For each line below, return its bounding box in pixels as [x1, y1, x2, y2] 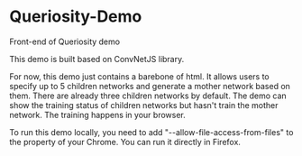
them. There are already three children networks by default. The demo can [9, 90, 287, 101]
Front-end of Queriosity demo [9, 36, 120, 47]
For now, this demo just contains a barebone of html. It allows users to [9, 70, 270, 82]
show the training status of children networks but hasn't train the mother [9, 99, 279, 110]
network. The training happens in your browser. [9, 109, 187, 120]
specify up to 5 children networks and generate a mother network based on [9, 80, 291, 91]
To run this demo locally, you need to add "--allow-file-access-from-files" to [9, 126, 294, 137]
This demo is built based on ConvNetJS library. [9, 53, 185, 64]
